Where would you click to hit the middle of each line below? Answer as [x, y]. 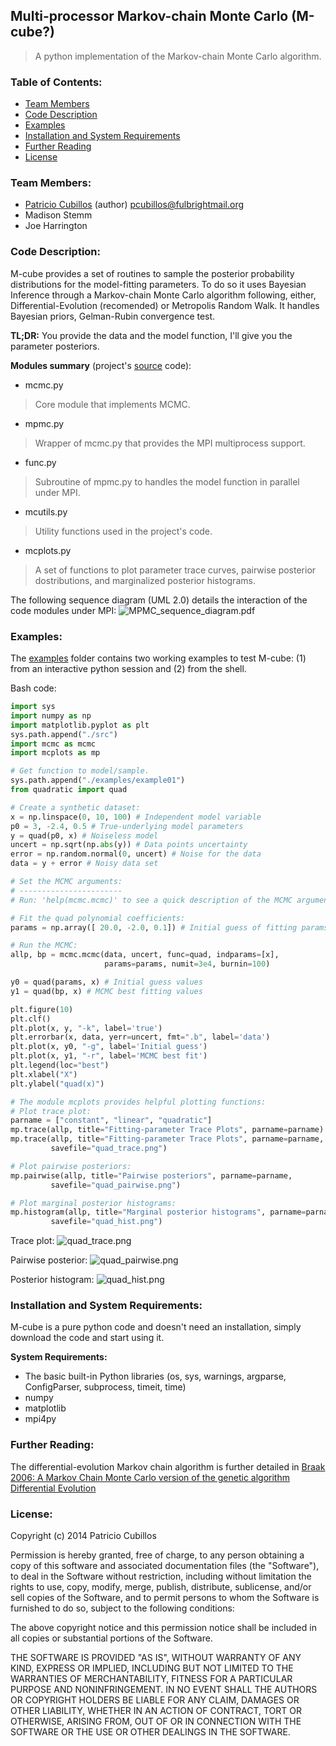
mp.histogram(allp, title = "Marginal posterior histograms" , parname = [158, 1212]
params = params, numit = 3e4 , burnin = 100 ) [187, 964]
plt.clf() [31, 1019]
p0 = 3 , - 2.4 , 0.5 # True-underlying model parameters [127, 826]
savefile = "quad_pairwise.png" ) [116, 1185]
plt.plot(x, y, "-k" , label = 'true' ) [86, 1028]
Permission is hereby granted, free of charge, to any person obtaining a [157, 1555]
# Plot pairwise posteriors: [71, 1166]
